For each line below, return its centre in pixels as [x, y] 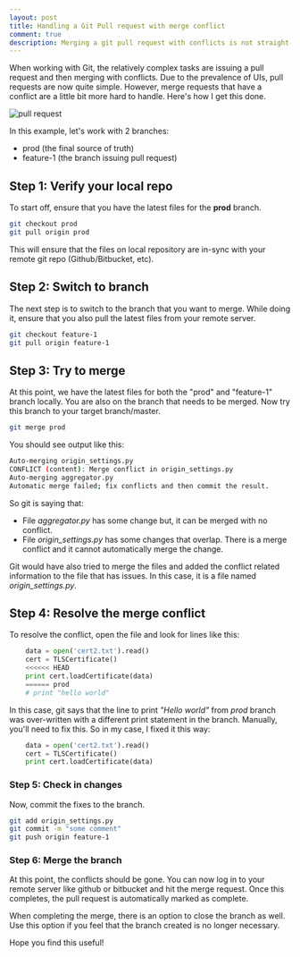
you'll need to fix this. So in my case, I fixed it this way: [110, 729]
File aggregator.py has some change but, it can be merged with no [145, 521]
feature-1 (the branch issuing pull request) [100, 158]
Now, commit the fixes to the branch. [77, 804]
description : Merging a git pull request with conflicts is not [131, 42]
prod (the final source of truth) [78, 148]
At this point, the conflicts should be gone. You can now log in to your [137, 880]
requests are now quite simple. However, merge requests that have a [136, 87]
